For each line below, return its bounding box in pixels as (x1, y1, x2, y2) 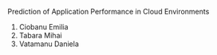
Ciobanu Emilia (18, 22, 69, 31)
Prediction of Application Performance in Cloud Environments (7, 7, 210, 16)
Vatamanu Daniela (18, 39, 79, 49)
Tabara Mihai (18, 31, 62, 40)
